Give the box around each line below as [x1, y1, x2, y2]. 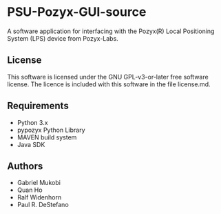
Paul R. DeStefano [17, 201, 69, 209]
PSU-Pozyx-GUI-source [7, 4, 147, 20]
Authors [7, 160, 43, 172]
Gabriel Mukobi [17, 179, 61, 187]
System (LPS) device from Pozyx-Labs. [7, 34, 118, 42]
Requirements [7, 100, 69, 112]
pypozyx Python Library [17, 126, 85, 134]
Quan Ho [17, 186, 43, 194]
